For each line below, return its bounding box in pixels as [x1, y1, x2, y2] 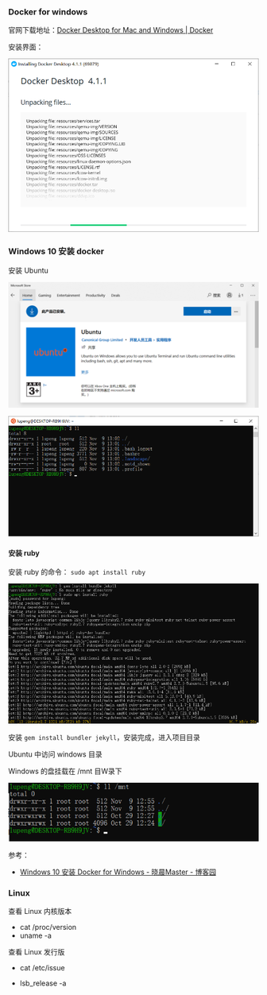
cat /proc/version [19, 923, 77, 932]
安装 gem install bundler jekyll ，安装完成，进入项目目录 [8, 733, 201, 742]
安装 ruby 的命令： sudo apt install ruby [8, 567, 145, 577]
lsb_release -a [19, 978, 67, 988]
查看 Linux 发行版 [8, 947, 65, 957]
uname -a [19, 931, 52, 940]
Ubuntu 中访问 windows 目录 [8, 749, 103, 759]
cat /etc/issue [19, 963, 65, 973]
